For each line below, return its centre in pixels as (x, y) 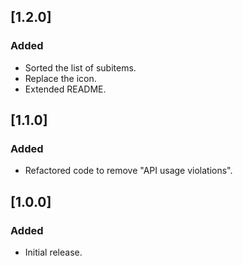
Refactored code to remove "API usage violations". (128, 171)
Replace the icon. (60, 78)
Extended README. (65, 89)
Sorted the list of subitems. (80, 67)
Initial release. (53, 252)
